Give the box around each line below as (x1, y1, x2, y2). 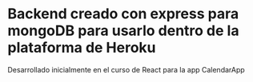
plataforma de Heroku (7, 39, 157, 57)
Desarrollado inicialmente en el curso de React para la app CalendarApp (7, 64, 245, 74)
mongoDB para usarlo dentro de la (7, 21, 239, 40)
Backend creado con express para (7, 5, 239, 23)
